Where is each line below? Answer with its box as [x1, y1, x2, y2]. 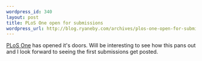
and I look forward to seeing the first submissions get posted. [6, 48, 158, 56]
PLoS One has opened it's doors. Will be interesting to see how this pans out [6, 42, 196, 49]
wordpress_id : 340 [6, 8, 52, 15]
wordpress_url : [6, 25, 44, 32]
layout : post [6, 14, 39, 20]
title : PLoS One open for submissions [6, 20, 103, 26]
